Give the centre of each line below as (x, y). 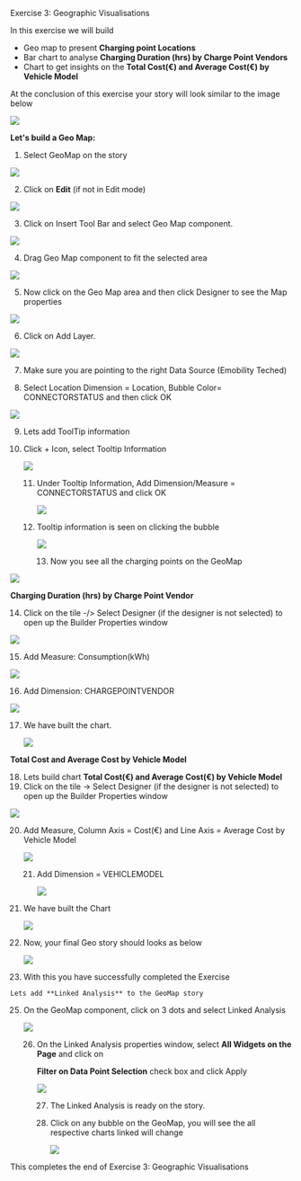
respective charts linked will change (116, 1132)
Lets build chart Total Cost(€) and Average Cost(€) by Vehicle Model (153, 777)
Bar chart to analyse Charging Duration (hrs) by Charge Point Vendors (155, 57)
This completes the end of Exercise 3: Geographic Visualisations (130, 1167)
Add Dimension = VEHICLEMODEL (100, 874)
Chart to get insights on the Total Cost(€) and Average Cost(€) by (146, 67)
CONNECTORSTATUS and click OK (102, 493)
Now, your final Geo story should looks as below (113, 942)
